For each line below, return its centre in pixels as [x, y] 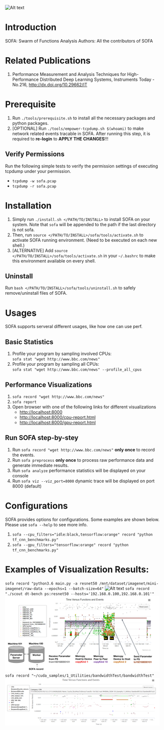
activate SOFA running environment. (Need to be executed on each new [85, 240]
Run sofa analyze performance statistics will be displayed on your [79, 471]
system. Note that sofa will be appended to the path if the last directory [84, 224]
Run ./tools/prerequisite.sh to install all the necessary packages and [83, 118]
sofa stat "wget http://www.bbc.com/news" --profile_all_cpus [77, 370]
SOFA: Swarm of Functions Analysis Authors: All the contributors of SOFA [79, 41]
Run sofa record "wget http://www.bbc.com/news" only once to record [83, 449]
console [20, 475]
